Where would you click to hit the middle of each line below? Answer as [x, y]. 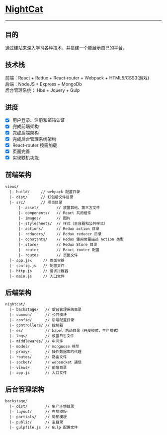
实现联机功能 [25, 157]
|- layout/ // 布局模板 [38, 412]
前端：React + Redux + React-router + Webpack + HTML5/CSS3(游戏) [77, 77]
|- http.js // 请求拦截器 [39, 271]
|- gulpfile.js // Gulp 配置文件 [44, 428]
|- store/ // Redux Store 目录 [58, 244]
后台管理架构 [25, 389]
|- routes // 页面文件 [48, 255]
